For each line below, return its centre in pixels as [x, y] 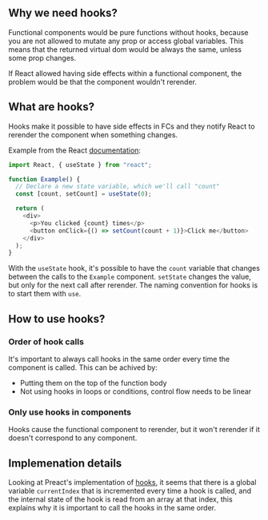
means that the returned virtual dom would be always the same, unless [125, 49]
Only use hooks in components [70, 412]
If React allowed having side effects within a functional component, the [125, 73]
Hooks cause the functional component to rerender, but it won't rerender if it [134, 430]
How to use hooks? [57, 319]
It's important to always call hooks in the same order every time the [119, 359]
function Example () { [44, 179]
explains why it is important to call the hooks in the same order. [112, 508]
